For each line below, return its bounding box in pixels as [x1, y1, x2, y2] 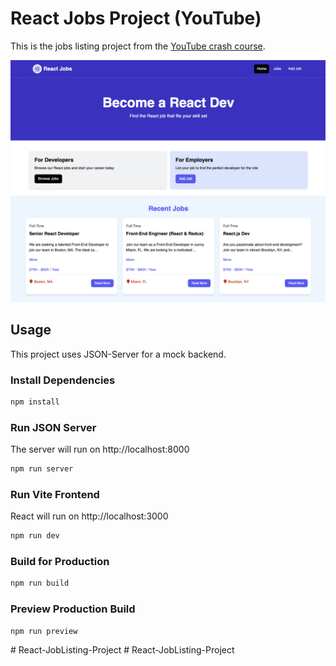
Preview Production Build [10, 602, 136, 616]
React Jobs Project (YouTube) [10, 7, 262, 30]
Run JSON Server [10, 420, 97, 434]
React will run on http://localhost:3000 [10, 510, 169, 522]
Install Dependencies [10, 373, 116, 387]
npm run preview [10, 626, 78, 636]
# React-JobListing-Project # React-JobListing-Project [10, 644, 235, 656]
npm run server [10, 464, 74, 474]
